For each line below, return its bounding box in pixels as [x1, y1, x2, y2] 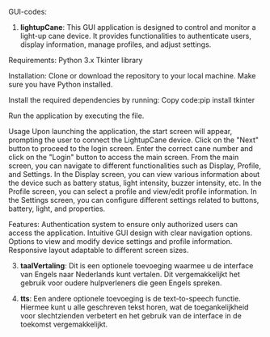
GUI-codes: [8, 7, 47, 16]
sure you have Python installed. [8, 80, 113, 89]
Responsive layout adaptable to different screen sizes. [8, 246, 189, 255]
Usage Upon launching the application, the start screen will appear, [8, 127, 233, 136]
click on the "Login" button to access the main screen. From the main [8, 153, 239, 162]
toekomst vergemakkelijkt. [19, 319, 108, 329]
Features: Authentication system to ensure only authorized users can [8, 220, 238, 229]
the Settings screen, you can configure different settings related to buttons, [8, 196, 259, 204]
